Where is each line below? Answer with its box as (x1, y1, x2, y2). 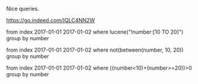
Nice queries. (6, 5, 40, 12)
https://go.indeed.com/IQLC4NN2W (6, 17, 95, 23)
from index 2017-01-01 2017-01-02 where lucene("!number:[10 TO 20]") (6, 28, 184, 35)
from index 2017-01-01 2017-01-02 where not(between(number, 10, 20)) (6, 46, 184, 53)
